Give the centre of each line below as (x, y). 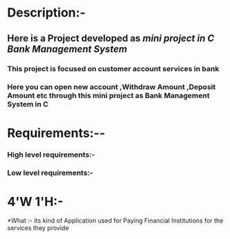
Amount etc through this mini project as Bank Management (108, 96)
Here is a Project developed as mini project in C (111, 38)
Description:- (46, 13)
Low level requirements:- (50, 173)
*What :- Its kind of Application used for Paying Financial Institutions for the (115, 221)
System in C (28, 104)
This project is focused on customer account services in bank (113, 68)
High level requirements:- (51, 155)
